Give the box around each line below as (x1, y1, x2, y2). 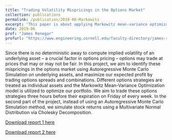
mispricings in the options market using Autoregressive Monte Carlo (5, 66, 149, 72)
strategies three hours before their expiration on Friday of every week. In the (5, 93, 166, 99)
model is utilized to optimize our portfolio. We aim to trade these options (5, 88, 157, 94)
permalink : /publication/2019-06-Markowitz (5, 17, 100, 22)
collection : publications (5, 12, 60, 17)
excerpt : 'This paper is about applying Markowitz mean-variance (5, 21, 147, 27)
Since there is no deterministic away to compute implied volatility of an (5, 49, 155, 56)
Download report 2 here (5, 129, 56, 135)
